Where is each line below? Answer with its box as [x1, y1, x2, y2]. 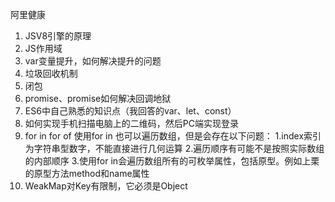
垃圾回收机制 [24, 68, 78, 79]
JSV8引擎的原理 [24, 30, 92, 42]
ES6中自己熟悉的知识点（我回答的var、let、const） [24, 105, 237, 117]
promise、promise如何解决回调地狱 [24, 93, 172, 104]
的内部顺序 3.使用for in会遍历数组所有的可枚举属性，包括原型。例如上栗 [24, 155, 320, 167]
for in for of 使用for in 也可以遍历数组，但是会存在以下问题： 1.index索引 [24, 130, 322, 142]
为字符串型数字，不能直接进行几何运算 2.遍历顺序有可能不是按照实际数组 [24, 143, 325, 154]
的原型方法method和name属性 [24, 168, 150, 179]
